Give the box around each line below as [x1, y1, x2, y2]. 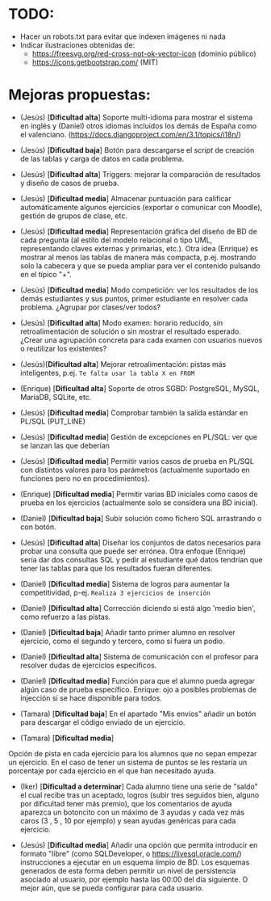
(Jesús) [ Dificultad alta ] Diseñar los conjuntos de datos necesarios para [19, 537, 261, 547]
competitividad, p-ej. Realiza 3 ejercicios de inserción [19, 587, 211, 597]
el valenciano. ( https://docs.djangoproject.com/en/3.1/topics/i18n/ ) [19, 129, 242, 139]
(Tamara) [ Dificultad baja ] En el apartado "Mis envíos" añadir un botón [19, 709, 256, 718]
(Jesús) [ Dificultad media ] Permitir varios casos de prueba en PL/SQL [19, 456, 254, 465]
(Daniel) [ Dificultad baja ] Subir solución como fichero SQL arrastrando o [19, 513, 262, 523]
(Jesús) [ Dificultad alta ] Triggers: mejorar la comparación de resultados [19, 169, 261, 179]
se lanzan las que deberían [19, 440, 110, 450]
